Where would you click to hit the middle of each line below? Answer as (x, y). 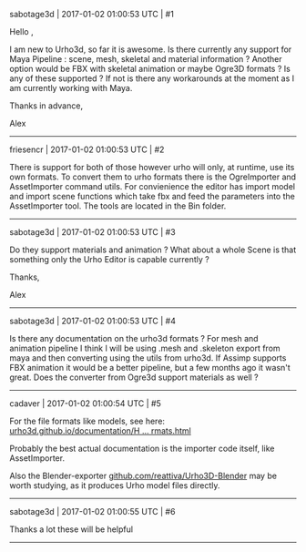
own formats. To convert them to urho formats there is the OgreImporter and (153, 177)
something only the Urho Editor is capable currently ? (109, 259)
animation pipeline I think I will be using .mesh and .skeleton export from (145, 348)
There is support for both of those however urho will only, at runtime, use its (152, 167)
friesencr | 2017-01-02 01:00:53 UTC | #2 (87, 149)
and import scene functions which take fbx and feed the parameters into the (153, 196)
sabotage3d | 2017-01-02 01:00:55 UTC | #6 (92, 511)
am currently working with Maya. (71, 88)
